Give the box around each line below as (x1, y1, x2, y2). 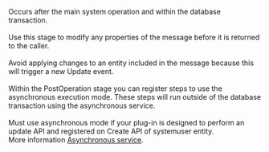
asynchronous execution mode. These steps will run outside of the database (8, 92, 262, 101)
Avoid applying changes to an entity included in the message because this (8, 58, 255, 68)
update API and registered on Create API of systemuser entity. (8, 126, 214, 136)
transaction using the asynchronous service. (8, 101, 156, 110)
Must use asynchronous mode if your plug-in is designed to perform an (8, 118, 245, 127)
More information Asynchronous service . (8, 135, 144, 144)
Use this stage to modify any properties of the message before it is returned (8, 32, 260, 42)
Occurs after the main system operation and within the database (8, 7, 221, 16)
